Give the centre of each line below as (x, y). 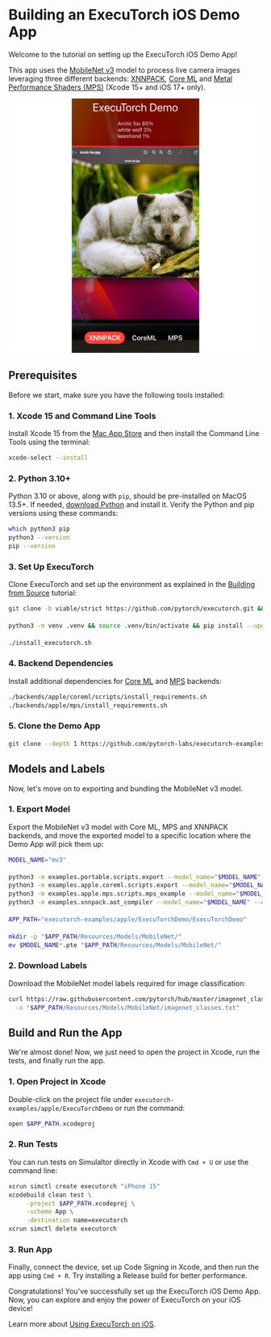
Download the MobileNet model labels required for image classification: (127, 983)
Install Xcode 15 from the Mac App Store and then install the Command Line (134, 434)
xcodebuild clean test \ (50, 1195)
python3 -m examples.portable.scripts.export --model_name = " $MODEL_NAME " (135, 877)
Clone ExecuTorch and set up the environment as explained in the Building (132, 585)
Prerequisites (43, 376)
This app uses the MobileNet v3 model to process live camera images (124, 69)
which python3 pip (39, 529)
